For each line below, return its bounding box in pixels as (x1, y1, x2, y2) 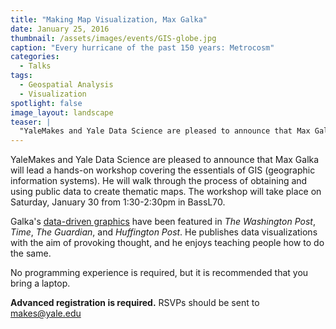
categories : (10, 52, 60, 62)
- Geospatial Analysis (19, 80, 114, 90)
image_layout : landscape (10, 107, 114, 118)
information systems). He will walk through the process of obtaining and (10, 175, 308, 187)
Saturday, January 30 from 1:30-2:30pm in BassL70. (10, 196, 226, 208)
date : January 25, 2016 (10, 24, 110, 34)
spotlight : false (10, 98, 83, 108)
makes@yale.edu (10, 307, 82, 320)
